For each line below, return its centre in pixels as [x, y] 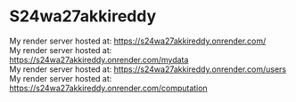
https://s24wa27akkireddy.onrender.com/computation [108, 88]
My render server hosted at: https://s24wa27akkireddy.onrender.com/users [148, 69]
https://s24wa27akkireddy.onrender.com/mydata [99, 59]
